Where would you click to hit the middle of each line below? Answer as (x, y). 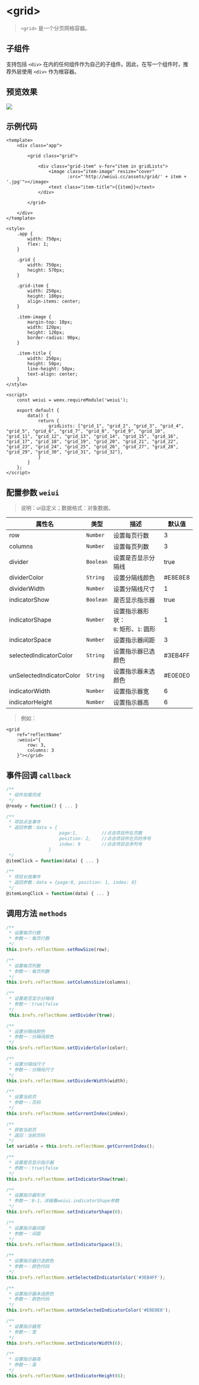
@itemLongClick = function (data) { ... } (58, 893)
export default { (38, 411)
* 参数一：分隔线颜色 (31, 1037)
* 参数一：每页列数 (29, 971)
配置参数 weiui (33, 492)
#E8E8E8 (177, 578)
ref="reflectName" (39, 735)
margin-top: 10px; (50, 322)
